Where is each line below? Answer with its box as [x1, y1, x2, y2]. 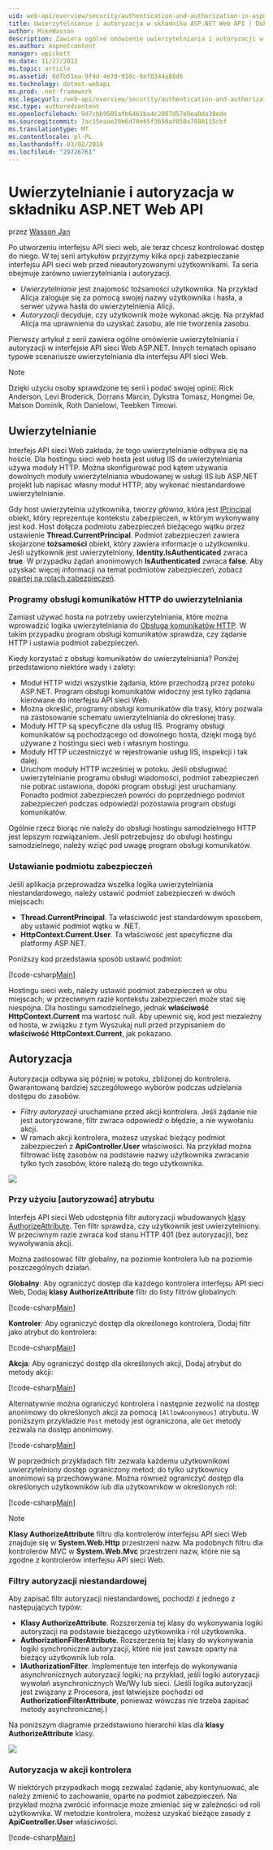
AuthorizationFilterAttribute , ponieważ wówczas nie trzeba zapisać [19, 1696, 249, 1705]
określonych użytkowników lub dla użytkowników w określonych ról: [8, 1481, 237, 1491]
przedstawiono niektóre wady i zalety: [8, 663, 136, 672]
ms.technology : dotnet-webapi [8, 80, 111, 88]
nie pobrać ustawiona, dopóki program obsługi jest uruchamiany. [19, 781, 238, 792]
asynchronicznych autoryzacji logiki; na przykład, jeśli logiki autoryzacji [19, 1670, 260, 1679]
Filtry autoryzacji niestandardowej [8, 1575, 148, 1586]
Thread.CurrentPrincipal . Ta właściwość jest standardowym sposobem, [19, 912, 263, 922]
